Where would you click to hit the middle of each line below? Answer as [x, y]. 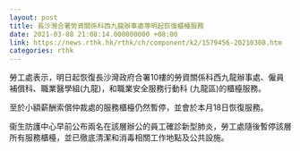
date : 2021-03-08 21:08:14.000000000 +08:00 [94, 34]
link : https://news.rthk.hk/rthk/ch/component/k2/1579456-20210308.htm [146, 42]
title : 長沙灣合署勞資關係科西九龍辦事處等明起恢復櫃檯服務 [107, 26]
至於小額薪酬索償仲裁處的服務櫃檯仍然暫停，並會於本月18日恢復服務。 [139, 107]
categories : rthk [42, 51]
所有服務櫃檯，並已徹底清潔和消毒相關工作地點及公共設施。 [119, 138]
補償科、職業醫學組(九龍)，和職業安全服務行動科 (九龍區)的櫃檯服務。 [138, 88]
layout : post [34, 17]
